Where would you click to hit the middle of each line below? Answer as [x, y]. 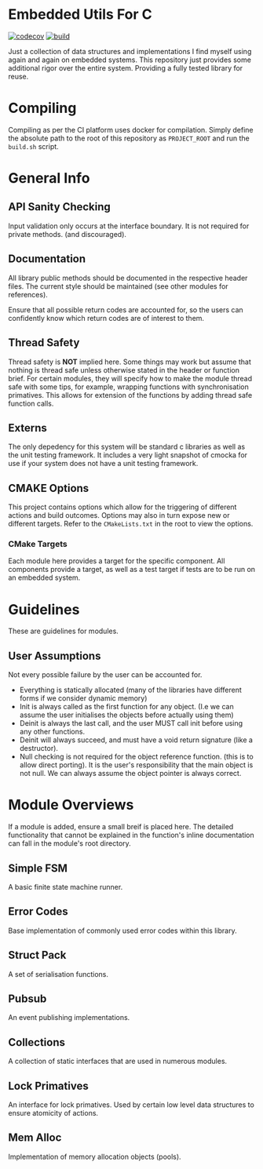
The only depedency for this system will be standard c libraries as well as [127, 447]
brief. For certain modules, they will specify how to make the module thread [130, 378]
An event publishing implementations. [69, 1018]
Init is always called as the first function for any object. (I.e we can [126, 707]
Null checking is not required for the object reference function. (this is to [136, 757]
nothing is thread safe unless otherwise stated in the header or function [124, 370]
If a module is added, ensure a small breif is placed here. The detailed [121, 827]
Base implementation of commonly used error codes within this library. [122, 930]
